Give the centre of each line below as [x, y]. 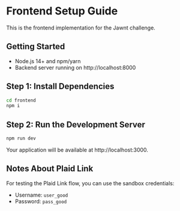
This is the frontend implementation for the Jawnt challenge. [81, 28]
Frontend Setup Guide [62, 11]
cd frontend [21, 100]
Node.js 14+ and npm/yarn [48, 61]
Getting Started [36, 47]
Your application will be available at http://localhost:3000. [77, 150]
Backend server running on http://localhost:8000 [75, 67]
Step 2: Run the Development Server [76, 124]
